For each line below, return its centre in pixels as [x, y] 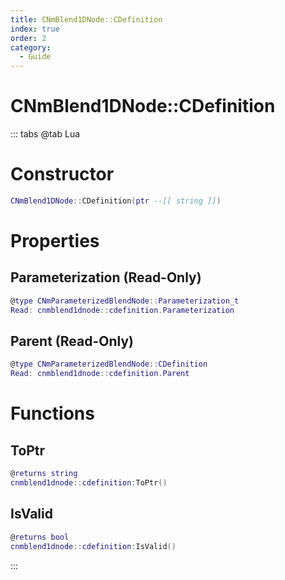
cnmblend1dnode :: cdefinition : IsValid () [93, 546]
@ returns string [44, 474]
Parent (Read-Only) [72, 341]
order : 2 [28, 38]
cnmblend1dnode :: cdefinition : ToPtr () [89, 483]
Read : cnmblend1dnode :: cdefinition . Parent [100, 374]
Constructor [62, 174]
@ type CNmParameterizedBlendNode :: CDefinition [109, 364]
